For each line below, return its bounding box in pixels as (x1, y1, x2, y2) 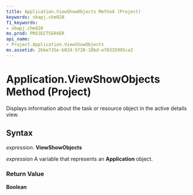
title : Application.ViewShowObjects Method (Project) (6, 8, 142, 15)
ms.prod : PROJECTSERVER (6, 31, 65, 37)
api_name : (6, 36, 31, 42)
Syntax (6, 128, 33, 138)
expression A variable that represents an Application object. (6, 155, 153, 162)
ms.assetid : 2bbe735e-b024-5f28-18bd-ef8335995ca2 (6, 47, 133, 53)
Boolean (6, 183, 27, 190)
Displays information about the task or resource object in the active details (6, 105, 187, 112)
